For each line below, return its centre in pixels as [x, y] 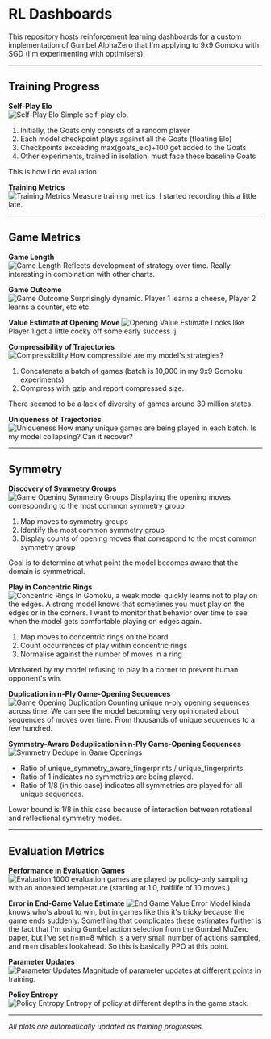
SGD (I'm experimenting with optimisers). [77, 53]
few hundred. [31, 728]
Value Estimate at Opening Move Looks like [126, 322]
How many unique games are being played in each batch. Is [157, 428]
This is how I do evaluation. [54, 171]
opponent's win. [35, 678]
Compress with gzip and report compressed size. [102, 388]
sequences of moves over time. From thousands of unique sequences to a [132, 720]
